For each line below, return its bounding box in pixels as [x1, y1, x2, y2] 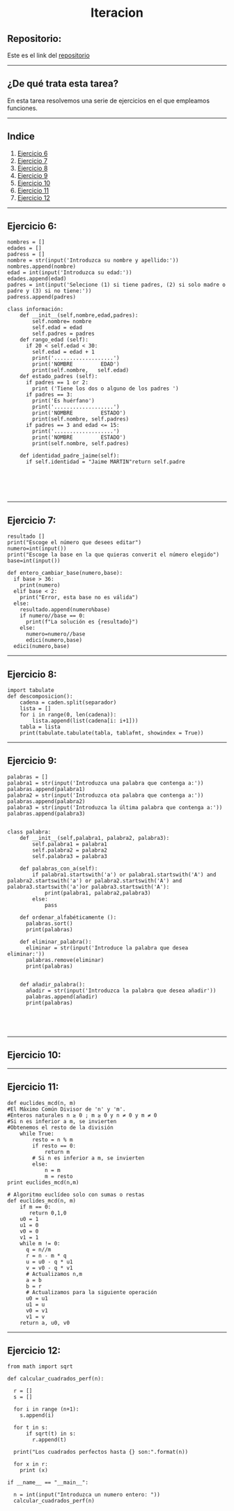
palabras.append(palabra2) [7, 797, 86, 805]
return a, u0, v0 [19, 1319, 70, 1326]
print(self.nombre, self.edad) [32, 367, 130, 374]
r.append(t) [32, 1436, 68, 1443]
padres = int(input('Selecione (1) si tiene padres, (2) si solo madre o [7, 281, 226, 289]
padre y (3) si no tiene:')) [7, 287, 92, 294]
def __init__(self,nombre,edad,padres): [19, 312, 139, 319]
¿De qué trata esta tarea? [7, 78, 119, 90]
